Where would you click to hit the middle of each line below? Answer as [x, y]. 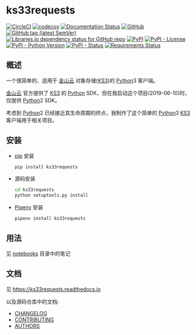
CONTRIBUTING [34, 319]
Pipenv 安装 [29, 207]
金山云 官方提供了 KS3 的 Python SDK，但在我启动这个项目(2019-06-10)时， [98, 93]
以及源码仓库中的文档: [33, 301]
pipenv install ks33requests [50, 219]
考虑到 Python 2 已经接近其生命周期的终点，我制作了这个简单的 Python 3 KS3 [98, 113]
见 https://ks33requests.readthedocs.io [54, 289]
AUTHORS [27, 326]
